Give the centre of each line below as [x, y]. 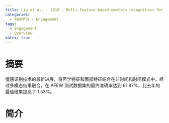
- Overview [21, 33]
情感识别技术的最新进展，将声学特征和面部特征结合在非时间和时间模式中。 [82, 79]
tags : [11, 24]
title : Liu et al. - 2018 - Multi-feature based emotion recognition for [84, 10]
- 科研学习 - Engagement [34, 19]
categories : [18, 15]
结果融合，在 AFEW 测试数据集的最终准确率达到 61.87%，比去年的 [91, 85]
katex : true [18, 38]
